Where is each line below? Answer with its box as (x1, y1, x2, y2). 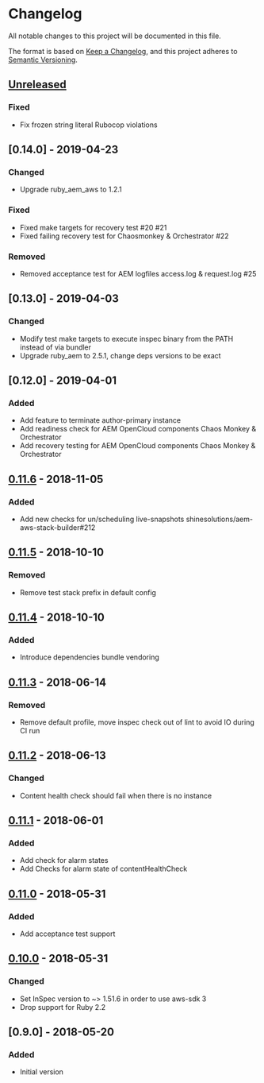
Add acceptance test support (19, 929, 116, 938)
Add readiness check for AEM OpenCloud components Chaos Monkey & (19, 424, 257, 434)
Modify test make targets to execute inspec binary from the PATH (19, 334, 234, 343)
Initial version (19, 1067, 63, 1077)
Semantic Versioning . (8, 55, 78, 64)
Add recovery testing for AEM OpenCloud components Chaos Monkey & (19, 441, 256, 451)
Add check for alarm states (19, 856, 109, 865)
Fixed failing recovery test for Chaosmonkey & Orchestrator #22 (19, 231, 229, 241)
